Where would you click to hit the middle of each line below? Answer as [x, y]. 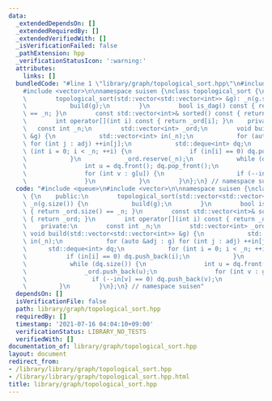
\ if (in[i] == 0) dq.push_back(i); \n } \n [134, 256]
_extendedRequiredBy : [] [57, 31]
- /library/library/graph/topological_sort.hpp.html [99, 377]
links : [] [40, 76]
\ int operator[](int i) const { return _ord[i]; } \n [128, 121]
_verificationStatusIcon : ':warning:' [81, 61]
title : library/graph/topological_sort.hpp [83, 384]
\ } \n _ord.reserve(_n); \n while [139, 158]
